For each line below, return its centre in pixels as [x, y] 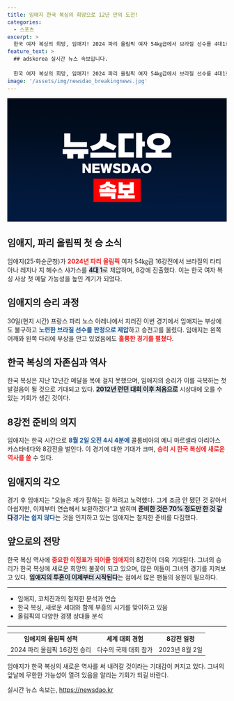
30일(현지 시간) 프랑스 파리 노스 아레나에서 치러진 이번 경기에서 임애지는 [105, 320]
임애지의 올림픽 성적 [50, 638]
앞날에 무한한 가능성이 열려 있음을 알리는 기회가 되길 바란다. [88, 675]
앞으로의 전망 [34, 541]
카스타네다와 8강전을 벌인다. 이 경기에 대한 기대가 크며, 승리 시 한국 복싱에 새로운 [116, 449]
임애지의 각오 [34, 482]
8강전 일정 [180, 638]
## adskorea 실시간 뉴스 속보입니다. [61, 59]
